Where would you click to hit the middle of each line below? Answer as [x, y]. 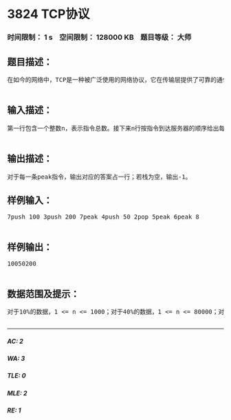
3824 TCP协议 [48, 14]
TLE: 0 [16, 376]
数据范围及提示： [43, 294]
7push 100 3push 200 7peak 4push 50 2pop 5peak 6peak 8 [103, 217]
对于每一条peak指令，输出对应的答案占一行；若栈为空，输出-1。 [99, 177]
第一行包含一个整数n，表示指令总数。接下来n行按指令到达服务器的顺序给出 [113, 128]
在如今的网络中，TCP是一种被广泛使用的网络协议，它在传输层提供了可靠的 [112, 79]
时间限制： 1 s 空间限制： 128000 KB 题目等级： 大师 [99, 37]
